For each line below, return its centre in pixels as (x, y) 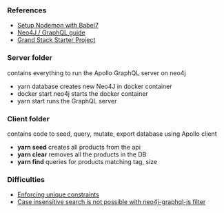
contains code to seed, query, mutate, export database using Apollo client (112, 134)
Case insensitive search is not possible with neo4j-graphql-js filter (111, 202)
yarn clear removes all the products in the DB (82, 154)
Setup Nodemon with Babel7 (58, 26)
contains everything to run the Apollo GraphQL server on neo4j (96, 73)
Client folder (29, 119)
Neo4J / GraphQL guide (51, 32)
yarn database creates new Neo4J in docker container (94, 86)
